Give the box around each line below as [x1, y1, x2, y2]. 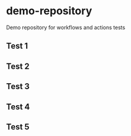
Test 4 [6, 102, 30, 112]
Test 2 [6, 61, 30, 71]
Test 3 [6, 81, 30, 91]
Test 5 [6, 122, 30, 132]
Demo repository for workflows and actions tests [6, 24, 126, 31]
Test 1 [6, 41, 28, 51]
